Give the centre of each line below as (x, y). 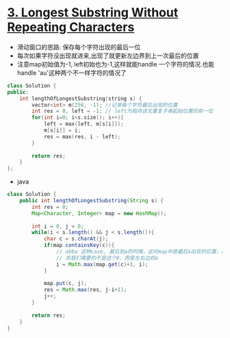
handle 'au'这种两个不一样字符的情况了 (72, 73)
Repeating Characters (71, 27)
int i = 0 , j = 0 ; (58, 226)
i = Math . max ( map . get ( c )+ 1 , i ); (102, 264)
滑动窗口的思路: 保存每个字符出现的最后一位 (79, 47)
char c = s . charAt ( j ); (76, 239)
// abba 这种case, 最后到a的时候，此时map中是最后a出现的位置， (139, 252)
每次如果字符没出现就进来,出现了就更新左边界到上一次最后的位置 (108, 56)
